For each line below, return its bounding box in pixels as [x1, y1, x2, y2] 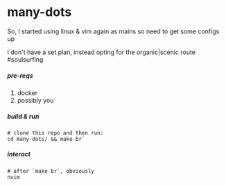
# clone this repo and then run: [7, 129, 104, 136]
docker [17, 88, 38, 97]
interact [7, 150, 31, 158]
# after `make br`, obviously [7, 167, 95, 174]
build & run [7, 112, 40, 120]
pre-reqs [7, 71, 33, 80]
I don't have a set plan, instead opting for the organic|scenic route [7, 48, 196, 56]
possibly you [17, 96, 54, 104]
